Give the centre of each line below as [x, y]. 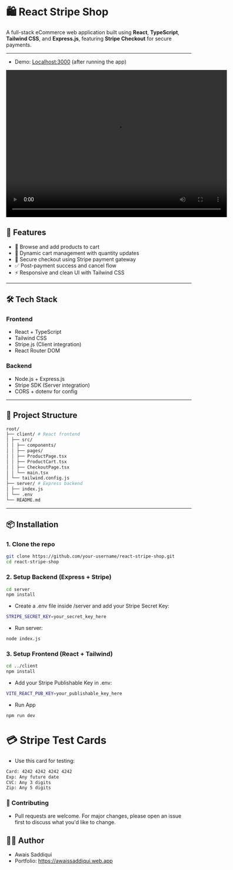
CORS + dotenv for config [46, 391]
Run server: [29, 628]
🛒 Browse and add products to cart [57, 247]
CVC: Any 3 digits [29, 782]
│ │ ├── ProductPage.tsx [36, 456]
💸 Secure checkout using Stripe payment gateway [75, 259]
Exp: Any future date [33, 777]
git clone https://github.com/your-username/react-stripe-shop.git [91, 557]
